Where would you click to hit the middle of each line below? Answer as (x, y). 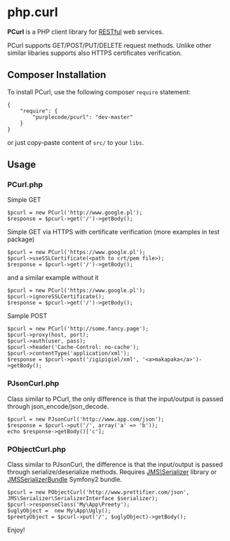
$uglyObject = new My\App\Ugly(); (59, 511)
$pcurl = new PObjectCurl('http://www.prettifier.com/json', (99, 492)
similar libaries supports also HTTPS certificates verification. (95, 53)
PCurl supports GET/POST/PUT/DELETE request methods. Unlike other (109, 45)
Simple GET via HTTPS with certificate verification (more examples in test (114, 232)
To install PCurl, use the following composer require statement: (99, 91)
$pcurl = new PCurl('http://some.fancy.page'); (78, 329)
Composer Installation (57, 75)
